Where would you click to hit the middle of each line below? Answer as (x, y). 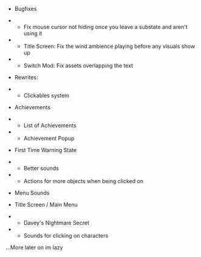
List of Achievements (50, 125)
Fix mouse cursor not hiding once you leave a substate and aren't (105, 27)
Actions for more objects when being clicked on (83, 181)
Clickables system (46, 95)
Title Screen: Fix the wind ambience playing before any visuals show (109, 46)
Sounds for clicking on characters (66, 235)
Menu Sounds (32, 193)
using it (33, 33)
